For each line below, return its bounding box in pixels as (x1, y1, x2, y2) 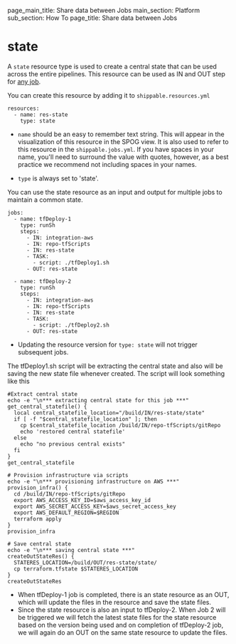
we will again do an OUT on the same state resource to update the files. (17, 628, 227, 637)
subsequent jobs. (17, 347, 69, 356)
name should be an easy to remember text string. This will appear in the (17, 130, 225, 138)
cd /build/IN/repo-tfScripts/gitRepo (14, 490, 126, 498)
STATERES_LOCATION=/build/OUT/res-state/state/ (14, 559, 158, 566)
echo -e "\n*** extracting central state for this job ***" (7, 397, 190, 404)
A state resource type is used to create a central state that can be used (7, 62, 217, 71)
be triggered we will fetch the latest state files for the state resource (17, 613, 217, 621)
